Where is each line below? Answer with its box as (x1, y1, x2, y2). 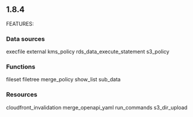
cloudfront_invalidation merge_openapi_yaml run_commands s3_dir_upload (6, 104, 188, 111)
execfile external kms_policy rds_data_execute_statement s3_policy (6, 48, 169, 55)
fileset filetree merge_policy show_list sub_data (6, 76, 121, 83)
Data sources (6, 35, 45, 43)
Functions (6, 63, 35, 71)
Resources (6, 91, 38, 99)
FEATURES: (6, 20, 34, 27)
